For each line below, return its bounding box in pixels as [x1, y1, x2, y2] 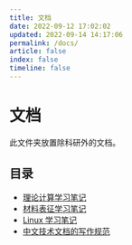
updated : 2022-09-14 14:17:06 [9, 30, 124, 39]
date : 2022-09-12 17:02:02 [9, 22, 111, 31]
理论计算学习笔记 [22, 192, 87, 203]
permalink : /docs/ [9, 38, 79, 48]
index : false [9, 55, 59, 64]
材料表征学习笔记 [22, 203, 87, 213]
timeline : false [9, 64, 71, 73]
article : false [9, 47, 67, 56]
